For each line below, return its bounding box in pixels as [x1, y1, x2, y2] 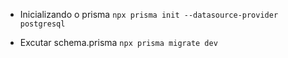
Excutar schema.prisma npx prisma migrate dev [19, 37, 218, 48]
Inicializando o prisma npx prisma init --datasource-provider [19, 9, 279, 20]
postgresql [19, 19, 66, 29]
